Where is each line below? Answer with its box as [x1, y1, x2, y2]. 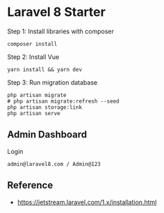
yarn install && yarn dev [7, 66, 82, 73]
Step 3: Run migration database [7, 78, 98, 87]
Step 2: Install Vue [7, 53, 60, 61]
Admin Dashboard [7, 129, 88, 141]
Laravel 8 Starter [7, 4, 106, 20]
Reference [7, 180, 54, 191]
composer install [7, 40, 58, 47]
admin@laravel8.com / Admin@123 [7, 160, 101, 167]
